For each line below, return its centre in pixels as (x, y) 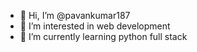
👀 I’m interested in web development (95, 26)
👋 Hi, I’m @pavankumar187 (75, 15)
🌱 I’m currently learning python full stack (103, 36)
